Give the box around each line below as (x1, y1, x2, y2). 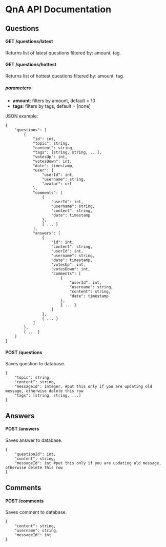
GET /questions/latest (5, 38, 53, 45)
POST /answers (5, 426, 39, 432)
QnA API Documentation (5, 4, 112, 15)
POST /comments (5, 498, 44, 504)
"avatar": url (42, 181, 72, 186)
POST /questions (5, 349, 43, 355)
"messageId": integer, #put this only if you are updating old (14, 384, 153, 389)
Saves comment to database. (5, 509, 67, 515)
